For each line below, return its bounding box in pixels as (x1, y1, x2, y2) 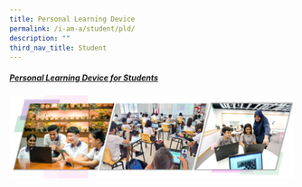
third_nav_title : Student (9, 43, 107, 52)
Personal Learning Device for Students (9, 72, 159, 83)
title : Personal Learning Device (9, 14, 136, 23)
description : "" (9, 33, 71, 42)
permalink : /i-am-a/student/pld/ (9, 23, 136, 33)
